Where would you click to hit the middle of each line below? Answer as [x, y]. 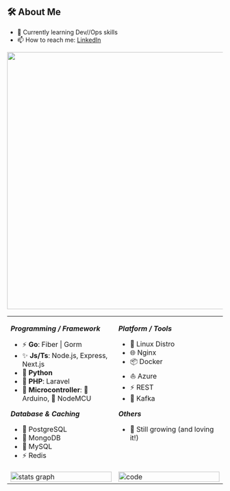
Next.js [34, 364]
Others [130, 414]
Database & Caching [45, 414]
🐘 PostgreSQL [44, 429]
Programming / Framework [55, 328]
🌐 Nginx [143, 352]
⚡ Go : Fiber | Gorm [52, 344]
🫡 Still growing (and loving [172, 429]
